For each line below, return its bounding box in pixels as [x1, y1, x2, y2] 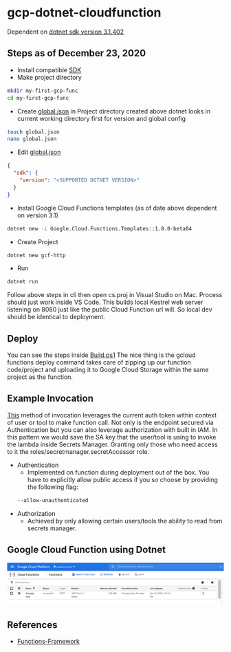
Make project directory [16, 73, 82, 81]
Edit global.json [16, 148, 61, 156]
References [7, 619, 58, 631]
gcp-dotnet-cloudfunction [7, 5, 162, 21]
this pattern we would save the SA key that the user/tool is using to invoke [7, 433, 217, 441]
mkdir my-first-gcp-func [7, 87, 78, 94]
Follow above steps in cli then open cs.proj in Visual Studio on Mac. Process [7, 291, 223, 299]
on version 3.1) [16, 211, 58, 219]
